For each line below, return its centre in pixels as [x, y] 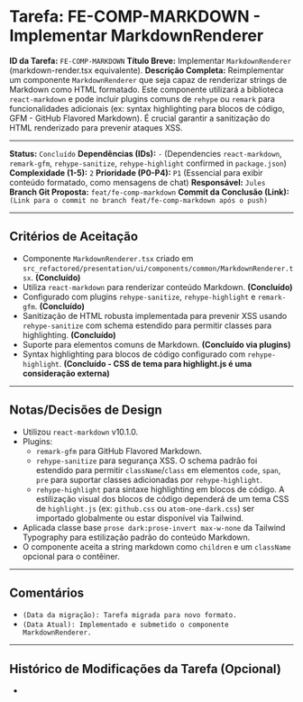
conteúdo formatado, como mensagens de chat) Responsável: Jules [138, 182]
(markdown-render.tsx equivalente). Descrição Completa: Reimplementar [147, 70]
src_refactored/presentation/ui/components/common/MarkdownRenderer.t [158, 269]
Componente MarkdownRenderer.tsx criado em [108, 258]
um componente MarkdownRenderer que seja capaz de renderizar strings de [148, 79]
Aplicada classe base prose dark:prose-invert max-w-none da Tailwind [154, 527]
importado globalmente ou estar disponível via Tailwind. [140, 518]
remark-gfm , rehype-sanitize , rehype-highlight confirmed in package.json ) [148, 163]
